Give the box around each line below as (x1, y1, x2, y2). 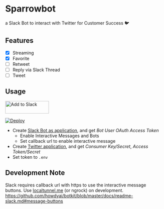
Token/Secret (12, 149, 41, 155)
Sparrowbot (5, 3, 56, 15)
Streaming (12, 50, 34, 56)
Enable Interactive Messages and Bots (20, 133, 99, 139)
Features (5, 36, 34, 45)
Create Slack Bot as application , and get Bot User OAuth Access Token (12, 127, 159, 133)
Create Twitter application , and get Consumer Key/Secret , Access (12, 143, 148, 149)
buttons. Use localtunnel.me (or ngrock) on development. (5, 187, 124, 193)
